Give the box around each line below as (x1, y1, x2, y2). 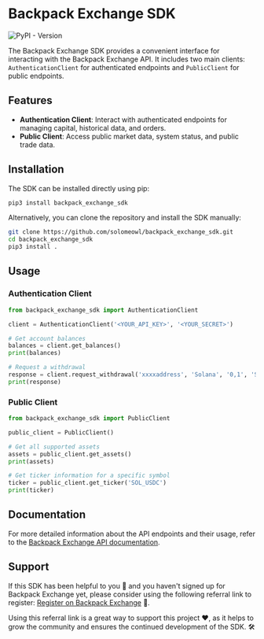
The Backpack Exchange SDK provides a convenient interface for (8, 46, 220, 55)
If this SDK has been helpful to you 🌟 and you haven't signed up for (8, 581, 225, 590)
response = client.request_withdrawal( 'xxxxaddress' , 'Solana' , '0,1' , (8, 371, 247, 379)
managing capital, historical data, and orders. (19, 123, 167, 132)
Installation (8, 163, 64, 176)
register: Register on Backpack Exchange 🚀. (8, 597, 151, 607)
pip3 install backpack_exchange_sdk (8, 198, 128, 207)
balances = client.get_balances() (8, 342, 122, 350)
